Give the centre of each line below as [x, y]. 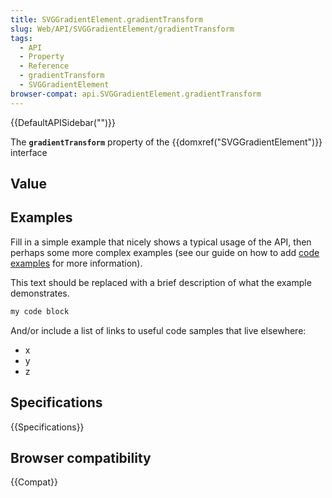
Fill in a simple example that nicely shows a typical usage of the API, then [161, 242]
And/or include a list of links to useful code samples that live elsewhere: [158, 330]
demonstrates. [40, 293]
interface [29, 152]
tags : [21, 38]
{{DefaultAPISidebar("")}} [63, 122]
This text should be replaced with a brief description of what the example [161, 282]
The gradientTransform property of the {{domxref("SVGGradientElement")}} [166, 142]
